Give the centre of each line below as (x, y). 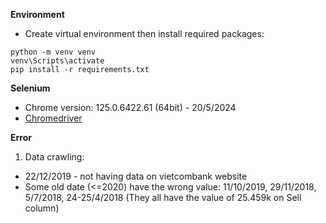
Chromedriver (53, 118)
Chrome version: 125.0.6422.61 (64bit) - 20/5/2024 (130, 107)
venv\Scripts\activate (57, 61)
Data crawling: (54, 157)
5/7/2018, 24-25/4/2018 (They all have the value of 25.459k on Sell (163, 197)
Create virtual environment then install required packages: (144, 33)
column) (42, 208)
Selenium (30, 88)
